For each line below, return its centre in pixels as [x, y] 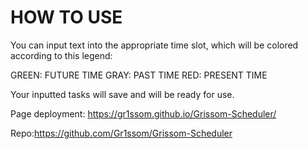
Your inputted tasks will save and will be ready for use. [122, 94]
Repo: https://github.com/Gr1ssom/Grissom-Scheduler [121, 133]
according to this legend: [61, 55]
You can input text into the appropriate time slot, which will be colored [154, 45]
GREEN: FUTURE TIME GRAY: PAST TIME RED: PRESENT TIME [139, 75]
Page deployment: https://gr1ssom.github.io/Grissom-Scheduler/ [143, 113]
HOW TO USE [66, 17]
